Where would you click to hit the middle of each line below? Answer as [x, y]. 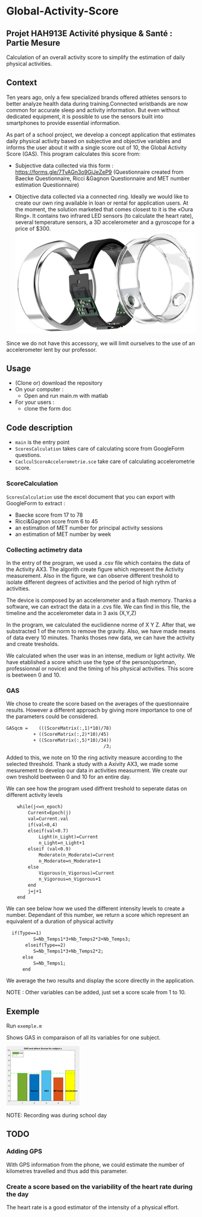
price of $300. [33, 228]
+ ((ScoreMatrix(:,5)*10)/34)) [72, 741]
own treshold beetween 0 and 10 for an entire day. [69, 777]
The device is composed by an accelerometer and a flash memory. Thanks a [101, 600]
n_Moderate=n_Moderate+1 [70, 861]
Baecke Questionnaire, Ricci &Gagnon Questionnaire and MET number [102, 178]
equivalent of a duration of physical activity [60, 921]
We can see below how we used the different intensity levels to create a [96, 909]
